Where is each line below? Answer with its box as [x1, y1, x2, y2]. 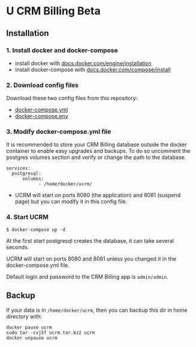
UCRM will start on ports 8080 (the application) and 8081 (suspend [14, 192, 181, 199]
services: [6, 165, 31, 171]
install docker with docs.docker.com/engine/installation [14, 59, 152, 67]
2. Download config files [6, 81, 79, 89]
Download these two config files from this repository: [6, 95, 138, 102]
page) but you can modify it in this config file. [14, 198, 128, 205]
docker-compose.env [14, 113, 68, 120]
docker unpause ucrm [6, 334, 58, 341]
